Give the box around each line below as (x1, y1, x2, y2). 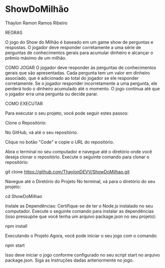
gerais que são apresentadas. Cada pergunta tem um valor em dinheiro (5, 69, 150, 75)
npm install (5, 223, 28, 229)
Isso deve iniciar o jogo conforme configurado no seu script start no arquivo (5, 252, 160, 258)
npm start (5, 242, 25, 248)
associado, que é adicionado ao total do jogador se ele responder (5, 75, 139, 81)
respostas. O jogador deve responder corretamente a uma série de (5, 44, 141, 50)
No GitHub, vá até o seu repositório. (5, 129, 78, 135)
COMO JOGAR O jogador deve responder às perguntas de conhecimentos (5, 65, 157, 70)
